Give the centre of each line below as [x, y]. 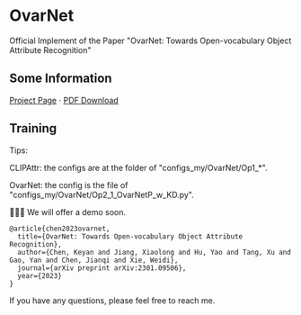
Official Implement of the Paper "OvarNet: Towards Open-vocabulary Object [150, 40]
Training [33, 128]
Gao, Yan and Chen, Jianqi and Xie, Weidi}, [94, 260]
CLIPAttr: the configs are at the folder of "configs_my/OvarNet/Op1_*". [138, 167]
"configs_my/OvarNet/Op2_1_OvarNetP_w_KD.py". [102, 194]
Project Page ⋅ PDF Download [64, 100]
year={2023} [40, 275]
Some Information [61, 79]
